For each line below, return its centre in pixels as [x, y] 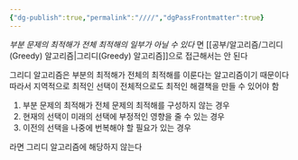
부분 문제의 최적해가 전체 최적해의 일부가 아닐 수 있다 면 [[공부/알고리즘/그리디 [146, 44]
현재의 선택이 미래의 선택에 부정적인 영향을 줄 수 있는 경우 [124, 116]
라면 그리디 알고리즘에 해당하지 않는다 [76, 147]
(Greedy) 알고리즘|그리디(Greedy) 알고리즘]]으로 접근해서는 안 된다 [129, 56]
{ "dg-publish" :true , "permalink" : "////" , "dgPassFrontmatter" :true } [137, 18]
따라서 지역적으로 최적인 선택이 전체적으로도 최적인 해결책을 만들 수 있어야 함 [144, 85]
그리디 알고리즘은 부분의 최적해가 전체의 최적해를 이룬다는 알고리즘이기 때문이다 [149, 75]
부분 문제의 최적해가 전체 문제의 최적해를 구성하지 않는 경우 [126, 105]
